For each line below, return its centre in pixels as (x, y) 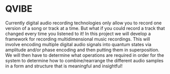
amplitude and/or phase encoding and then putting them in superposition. (82, 50)
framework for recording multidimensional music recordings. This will (78, 39)
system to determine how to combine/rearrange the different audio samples (84, 60)
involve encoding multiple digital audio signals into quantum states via (78, 44)
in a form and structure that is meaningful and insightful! (64, 66)
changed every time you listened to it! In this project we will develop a (78, 33)
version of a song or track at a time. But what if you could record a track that (85, 28)
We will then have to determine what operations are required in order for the (85, 55)
